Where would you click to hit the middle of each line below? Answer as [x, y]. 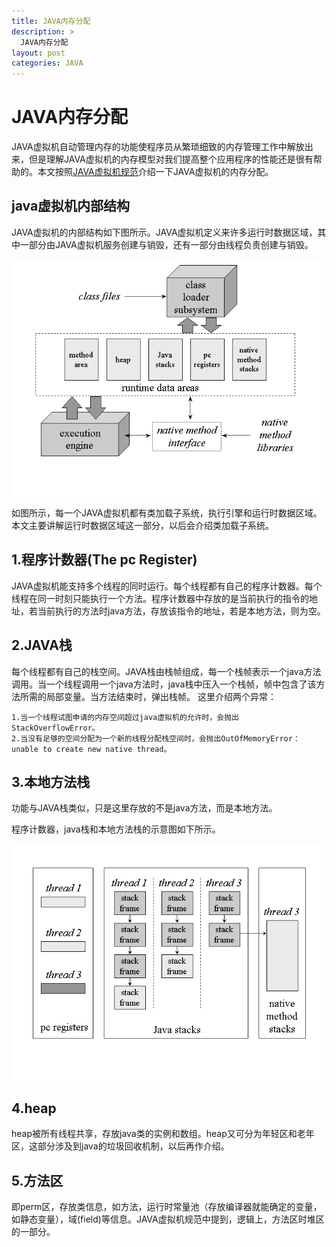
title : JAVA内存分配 [51, 21]
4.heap [34, 1108]
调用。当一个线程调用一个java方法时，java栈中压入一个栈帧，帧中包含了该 [164, 684]
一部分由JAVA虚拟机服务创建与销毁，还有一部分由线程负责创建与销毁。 [166, 244]
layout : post [38, 53]
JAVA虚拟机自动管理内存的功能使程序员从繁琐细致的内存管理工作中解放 [158, 147]
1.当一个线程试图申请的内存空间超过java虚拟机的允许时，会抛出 [125, 717]
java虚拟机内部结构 [71, 206]
